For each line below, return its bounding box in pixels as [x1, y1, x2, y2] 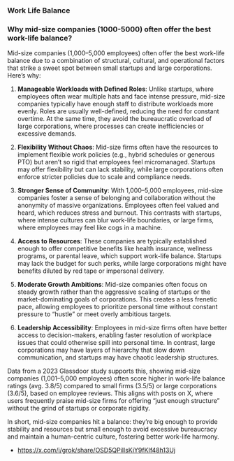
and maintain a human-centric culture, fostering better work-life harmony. [7, 432, 220, 441]
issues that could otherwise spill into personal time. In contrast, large [17, 339, 216, 347]
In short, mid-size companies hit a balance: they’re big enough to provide [7, 418, 218, 426]
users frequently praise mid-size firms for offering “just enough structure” [7, 397, 220, 405]
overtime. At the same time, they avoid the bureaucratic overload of [17, 115, 212, 123]
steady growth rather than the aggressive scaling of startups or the [17, 288, 211, 296]
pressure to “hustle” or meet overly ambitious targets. [17, 310, 173, 318]
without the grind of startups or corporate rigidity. [7, 404, 150, 413]
